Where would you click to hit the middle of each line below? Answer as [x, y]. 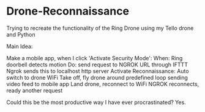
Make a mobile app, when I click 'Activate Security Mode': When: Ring [95, 58]
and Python [21, 34]
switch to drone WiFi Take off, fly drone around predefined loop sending [97, 77]
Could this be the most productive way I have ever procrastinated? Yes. [96, 102]
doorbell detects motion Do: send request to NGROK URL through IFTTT [97, 65]
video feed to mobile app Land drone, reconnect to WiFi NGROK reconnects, [103, 84]
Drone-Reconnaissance [68, 11]
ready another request [35, 90]
